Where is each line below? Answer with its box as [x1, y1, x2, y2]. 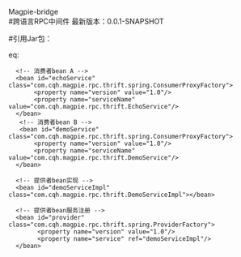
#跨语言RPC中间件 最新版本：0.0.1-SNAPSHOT [8, 16, 164, 26]
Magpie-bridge [8, 7, 59, 16]
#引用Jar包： [8, 34, 53, 43]
